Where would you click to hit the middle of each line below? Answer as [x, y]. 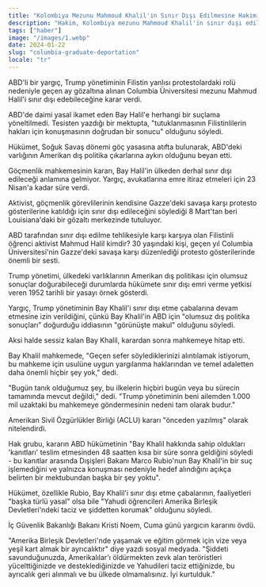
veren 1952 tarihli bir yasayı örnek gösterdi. [78, 292]
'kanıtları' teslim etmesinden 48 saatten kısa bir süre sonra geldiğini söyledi [131, 452]
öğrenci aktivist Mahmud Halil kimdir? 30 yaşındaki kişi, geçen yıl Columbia [131, 244]
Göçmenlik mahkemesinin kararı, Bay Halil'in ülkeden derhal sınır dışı [120, 171]
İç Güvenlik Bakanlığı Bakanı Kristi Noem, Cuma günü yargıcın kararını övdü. [132, 525]
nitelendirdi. [28, 428]
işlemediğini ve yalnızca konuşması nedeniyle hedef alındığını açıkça [120, 469]
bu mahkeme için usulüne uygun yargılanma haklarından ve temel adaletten [131, 364]
